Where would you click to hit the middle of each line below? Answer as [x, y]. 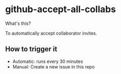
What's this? [18, 23]
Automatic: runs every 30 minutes [48, 61]
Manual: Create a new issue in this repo [53, 66]
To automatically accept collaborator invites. [51, 33]
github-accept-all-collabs [60, 9]
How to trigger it [31, 49]
